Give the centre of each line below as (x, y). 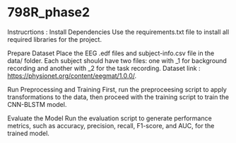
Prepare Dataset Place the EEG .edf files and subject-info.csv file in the (111, 53)
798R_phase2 (49, 12)
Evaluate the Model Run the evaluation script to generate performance (110, 118)
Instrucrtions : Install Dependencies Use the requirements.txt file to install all (118, 32)
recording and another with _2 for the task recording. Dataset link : (104, 68)
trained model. (28, 133)
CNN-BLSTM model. (37, 104)
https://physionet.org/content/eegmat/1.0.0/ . (72, 76)
